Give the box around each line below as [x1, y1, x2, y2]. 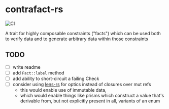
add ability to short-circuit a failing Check [12, 75, 99, 81]
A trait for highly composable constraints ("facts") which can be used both [5, 30, 161, 36]
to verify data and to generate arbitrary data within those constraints [5, 36, 148, 42]
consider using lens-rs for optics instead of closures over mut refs [12, 81, 151, 87]
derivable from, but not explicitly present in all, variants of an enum [20, 98, 160, 104]
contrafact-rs [5, 4, 63, 15]
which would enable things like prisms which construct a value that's [20, 93, 164, 98]
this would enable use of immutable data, [20, 87, 107, 93]
